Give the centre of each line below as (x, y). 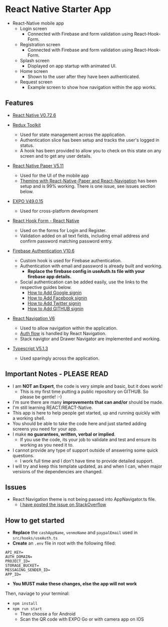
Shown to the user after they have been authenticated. (84, 76)
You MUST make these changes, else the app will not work (74, 584)
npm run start (27, 609)
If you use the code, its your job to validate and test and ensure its (88, 439)
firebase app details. (49, 276)
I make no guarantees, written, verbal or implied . (64, 434)
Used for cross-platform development (59, 211)
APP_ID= (13, 574)
